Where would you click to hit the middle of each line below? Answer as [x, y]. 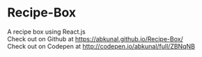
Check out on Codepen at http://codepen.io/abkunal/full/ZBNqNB [101, 46]
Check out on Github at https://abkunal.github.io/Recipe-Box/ [95, 38]
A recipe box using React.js [46, 32]
